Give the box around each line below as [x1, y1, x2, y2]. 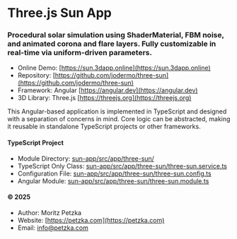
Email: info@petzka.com [17, 223, 88, 232]
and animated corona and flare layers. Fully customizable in [7, 39, 216, 49]
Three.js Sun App [7, 5, 112, 21]
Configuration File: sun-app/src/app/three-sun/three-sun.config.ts [17, 169, 212, 178]
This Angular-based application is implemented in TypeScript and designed [7, 107, 227, 116]
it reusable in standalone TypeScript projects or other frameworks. [7, 122, 201, 131]
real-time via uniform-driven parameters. [7, 48, 152, 58]
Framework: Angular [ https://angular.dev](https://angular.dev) [17, 86, 198, 94]
